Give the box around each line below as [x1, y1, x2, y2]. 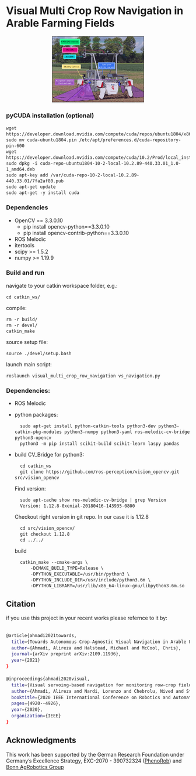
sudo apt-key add [6, 172, 48, 178]
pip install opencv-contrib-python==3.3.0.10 [23, 229, 129, 236]
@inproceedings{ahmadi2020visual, [6, 676, 90, 682]
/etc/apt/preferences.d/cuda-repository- [79, 137, 181, 143]
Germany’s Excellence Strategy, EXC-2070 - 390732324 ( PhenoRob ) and [6, 757, 182, 764]
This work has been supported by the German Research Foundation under [6, 751, 185, 758]
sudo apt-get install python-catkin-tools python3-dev [20, 423, 156, 429]
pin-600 [6, 143, 25, 149]
